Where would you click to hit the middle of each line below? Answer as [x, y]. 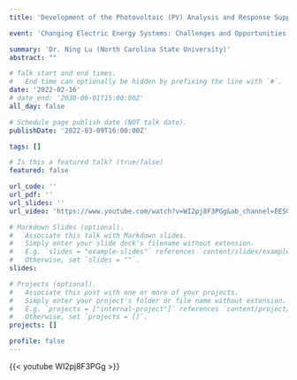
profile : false [37, 341]
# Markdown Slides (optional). [67, 227]
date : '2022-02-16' [45, 90]
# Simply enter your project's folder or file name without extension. [148, 300]
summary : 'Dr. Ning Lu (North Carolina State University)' [120, 49]
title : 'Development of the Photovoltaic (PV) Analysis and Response [140, 17]
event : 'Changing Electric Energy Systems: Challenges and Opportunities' [150, 33]
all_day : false [37, 106]
